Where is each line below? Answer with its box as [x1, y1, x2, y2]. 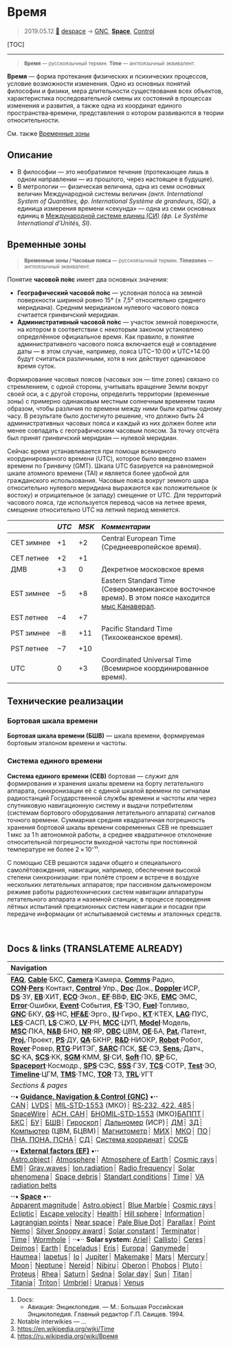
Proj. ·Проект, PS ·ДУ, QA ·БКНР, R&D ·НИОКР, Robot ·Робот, [10, 1035, 203, 1045]
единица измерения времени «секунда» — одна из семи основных [16, 204, 217, 212]
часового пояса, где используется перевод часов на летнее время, [7, 498, 207, 506]
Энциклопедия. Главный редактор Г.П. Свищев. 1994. [27, 1310, 185, 1319]
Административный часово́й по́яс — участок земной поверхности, [16, 317, 219, 326]
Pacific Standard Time [100, 624, 173, 634]
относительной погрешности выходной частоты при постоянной [7, 837, 198, 846]
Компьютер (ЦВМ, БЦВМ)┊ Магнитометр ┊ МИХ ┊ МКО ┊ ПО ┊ [10, 1127, 212, 1136]
